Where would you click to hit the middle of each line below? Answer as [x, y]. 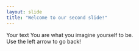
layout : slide [24, 12]
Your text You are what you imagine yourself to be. [70, 35]
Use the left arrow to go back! [44, 41]
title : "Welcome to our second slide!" [57, 18]
